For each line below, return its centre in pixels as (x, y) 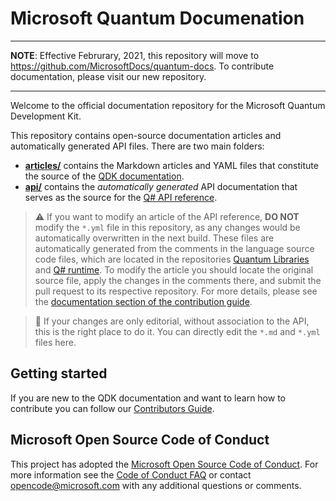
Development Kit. (46, 116)
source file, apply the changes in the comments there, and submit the (178, 280)
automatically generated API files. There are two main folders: (137, 146)
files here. (55, 342)
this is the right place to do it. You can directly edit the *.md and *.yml (177, 331)
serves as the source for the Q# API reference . (121, 197)
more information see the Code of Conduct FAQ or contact (131, 474)
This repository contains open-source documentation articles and (146, 135)
